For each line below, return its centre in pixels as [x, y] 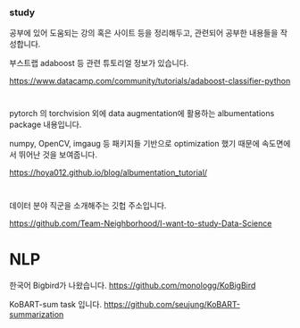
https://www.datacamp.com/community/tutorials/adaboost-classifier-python [150, 81]
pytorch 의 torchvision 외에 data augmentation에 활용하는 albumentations [142, 114]
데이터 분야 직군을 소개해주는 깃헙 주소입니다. [88, 205]
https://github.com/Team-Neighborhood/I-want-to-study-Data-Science [141, 223]
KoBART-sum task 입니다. [56, 304]
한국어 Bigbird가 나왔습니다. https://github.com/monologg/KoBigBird [133, 285]
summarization [37, 314]
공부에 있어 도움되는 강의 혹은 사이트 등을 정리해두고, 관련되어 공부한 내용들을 [144, 33]
